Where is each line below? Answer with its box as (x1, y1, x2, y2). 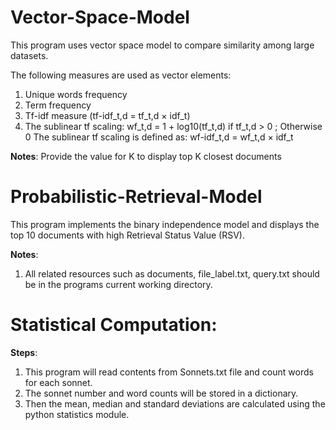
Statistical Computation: (10, 314, 218, 336)
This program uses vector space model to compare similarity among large (10, 39, 315, 51)
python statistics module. (24, 408, 130, 420)
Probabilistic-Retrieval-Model (10, 186, 263, 208)
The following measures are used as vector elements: (10, 69, 232, 81)
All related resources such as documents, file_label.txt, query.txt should (24, 267, 320, 280)
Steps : (10, 346, 38, 358)
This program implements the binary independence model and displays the (10, 218, 320, 230)
